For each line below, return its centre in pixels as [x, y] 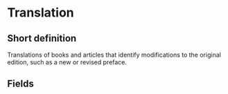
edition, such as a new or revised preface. [67, 62]
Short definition [42, 38]
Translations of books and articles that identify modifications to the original [114, 55]
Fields [21, 84]
